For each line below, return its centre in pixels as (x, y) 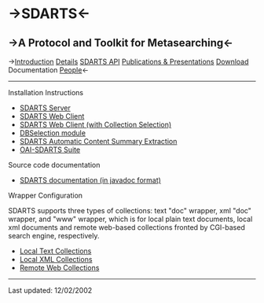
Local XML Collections (56, 259)
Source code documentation (54, 165)
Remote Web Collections (59, 268)
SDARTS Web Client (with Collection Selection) (95, 124)
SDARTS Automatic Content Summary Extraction (98, 141)
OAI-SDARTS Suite (50, 150)
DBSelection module (53, 133)
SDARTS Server (45, 108)
